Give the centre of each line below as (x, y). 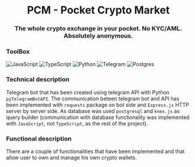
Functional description (39, 138)
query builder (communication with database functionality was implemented (98, 117)
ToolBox (18, 52)
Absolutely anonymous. (98, 36)
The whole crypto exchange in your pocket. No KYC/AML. (98, 29)
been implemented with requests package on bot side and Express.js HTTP (97, 105)
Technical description (38, 80)
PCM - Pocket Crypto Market (98, 10)
